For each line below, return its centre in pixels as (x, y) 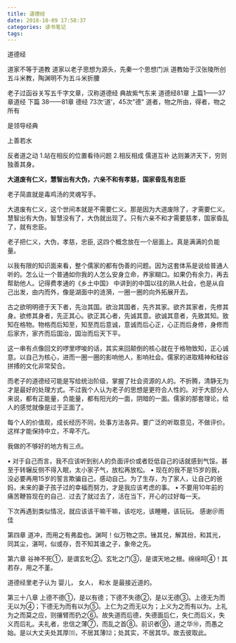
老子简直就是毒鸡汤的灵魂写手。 (53, 194)
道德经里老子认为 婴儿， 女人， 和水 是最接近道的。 (81, 582)
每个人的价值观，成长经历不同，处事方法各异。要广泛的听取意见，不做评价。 (118, 423)
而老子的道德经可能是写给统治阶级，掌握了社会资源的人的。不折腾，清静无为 (118, 381)
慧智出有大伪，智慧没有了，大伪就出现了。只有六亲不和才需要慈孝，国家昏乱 (118, 218)
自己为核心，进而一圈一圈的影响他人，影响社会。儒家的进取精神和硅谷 (127, 357)
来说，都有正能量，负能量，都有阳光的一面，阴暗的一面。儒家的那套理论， (115, 399)
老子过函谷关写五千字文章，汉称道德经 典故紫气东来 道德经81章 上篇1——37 (117, 93)
